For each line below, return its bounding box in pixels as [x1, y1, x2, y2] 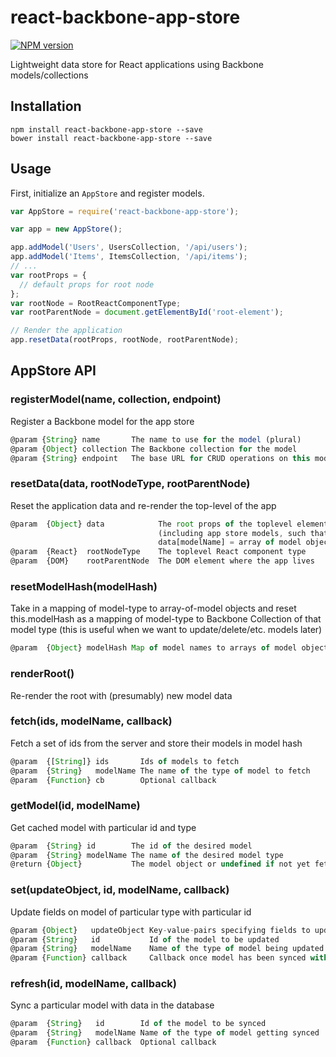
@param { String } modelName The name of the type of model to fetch [10, 766, 311, 776]
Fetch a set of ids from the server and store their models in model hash [10, 737, 303, 749]
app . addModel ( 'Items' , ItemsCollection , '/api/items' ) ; [10, 252, 248, 262]
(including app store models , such [158, 528, 307, 538]
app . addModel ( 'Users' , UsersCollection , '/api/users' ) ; [10, 242, 248, 253]
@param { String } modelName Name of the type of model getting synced [10, 1028, 320, 1038]
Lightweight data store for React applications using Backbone [10, 58, 264, 70]
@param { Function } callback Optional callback [10, 1037, 217, 1048]
